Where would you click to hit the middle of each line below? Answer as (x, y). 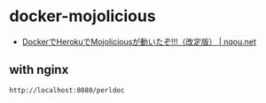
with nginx (39, 70)
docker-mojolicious (83, 16)
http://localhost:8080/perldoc (67, 90)
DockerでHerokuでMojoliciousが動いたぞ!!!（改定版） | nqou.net (139, 41)
